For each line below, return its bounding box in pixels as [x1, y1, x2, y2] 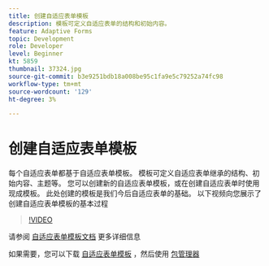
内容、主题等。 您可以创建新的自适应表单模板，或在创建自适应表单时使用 [15, 178, 260, 188]
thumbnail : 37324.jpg [8, 65, 82, 73]
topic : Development [8, 34, 75, 43]
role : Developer [8, 42, 63, 50]
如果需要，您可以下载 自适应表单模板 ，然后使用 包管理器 [8, 249, 200, 259]
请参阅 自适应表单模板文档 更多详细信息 [8, 232, 141, 242]
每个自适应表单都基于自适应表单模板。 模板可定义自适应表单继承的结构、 [8, 168, 253, 178]
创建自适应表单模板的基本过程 [8, 198, 108, 208]
